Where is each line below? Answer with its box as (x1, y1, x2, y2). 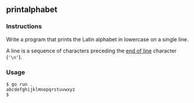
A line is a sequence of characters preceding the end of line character (6, 47, 177, 54)
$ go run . (6, 81, 33, 87)
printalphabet (6, 5, 58, 15)
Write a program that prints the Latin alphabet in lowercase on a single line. (6, 35, 189, 43)
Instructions (6, 22, 43, 31)
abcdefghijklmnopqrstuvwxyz (6, 87, 76, 92)
